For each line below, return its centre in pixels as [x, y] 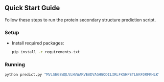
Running [15, 64]
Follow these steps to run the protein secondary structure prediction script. [80, 20]
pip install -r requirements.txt [46, 52]
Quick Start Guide [32, 8]
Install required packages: [38, 43]
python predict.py [23, 75]
